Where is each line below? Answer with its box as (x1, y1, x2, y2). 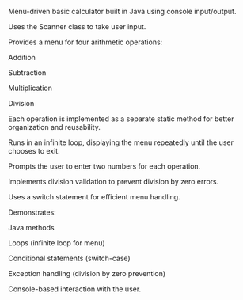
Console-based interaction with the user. (8, 284, 142, 294)
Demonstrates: (8, 207, 57, 217)
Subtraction (8, 68, 47, 78)
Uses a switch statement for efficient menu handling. (8, 192, 180, 201)
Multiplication (8, 83, 53, 93)
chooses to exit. (8, 146, 61, 155)
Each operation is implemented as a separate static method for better (8, 114, 234, 123)
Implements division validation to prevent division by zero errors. (8, 177, 219, 186)
